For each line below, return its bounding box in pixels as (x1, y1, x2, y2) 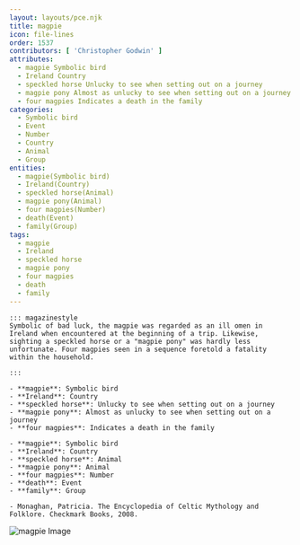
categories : (9, 105, 54, 114)
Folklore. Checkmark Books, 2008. (9, 509, 139, 519)
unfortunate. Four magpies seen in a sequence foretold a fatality (9, 345, 268, 354)
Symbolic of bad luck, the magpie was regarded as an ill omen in (9, 321, 263, 330)
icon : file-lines (9, 30, 75, 39)
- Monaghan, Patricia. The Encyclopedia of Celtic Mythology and (9, 502, 259, 511)
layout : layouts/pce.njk (9, 13, 102, 22)
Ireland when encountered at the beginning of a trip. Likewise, (9, 329, 259, 338)
